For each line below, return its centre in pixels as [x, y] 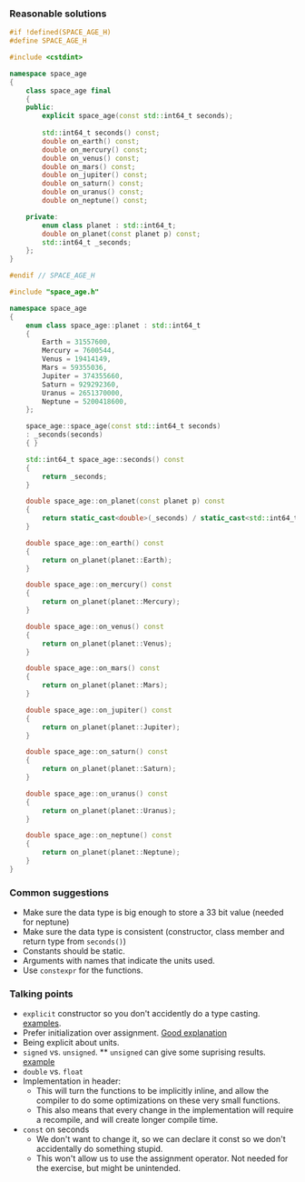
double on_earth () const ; [91, 141]
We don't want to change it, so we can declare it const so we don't [161, 1139]
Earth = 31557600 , [77, 342]
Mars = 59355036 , [74, 368]
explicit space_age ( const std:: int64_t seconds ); [138, 116]
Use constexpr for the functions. [83, 970]
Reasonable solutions [58, 14]
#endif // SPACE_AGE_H [52, 275]
